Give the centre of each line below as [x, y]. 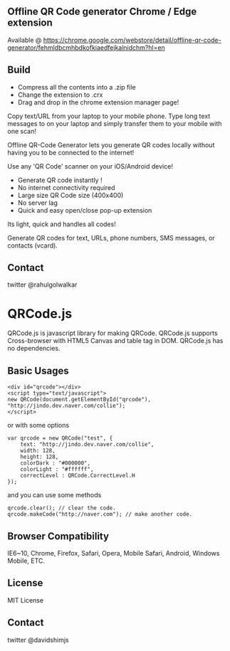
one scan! [22, 131]
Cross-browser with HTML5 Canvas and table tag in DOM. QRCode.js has [115, 341]
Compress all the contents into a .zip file [77, 87]
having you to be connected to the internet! [71, 152]
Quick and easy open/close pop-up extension [85, 210]
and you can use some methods [54, 495]
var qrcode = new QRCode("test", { [60, 438]
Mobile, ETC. [26, 561]
